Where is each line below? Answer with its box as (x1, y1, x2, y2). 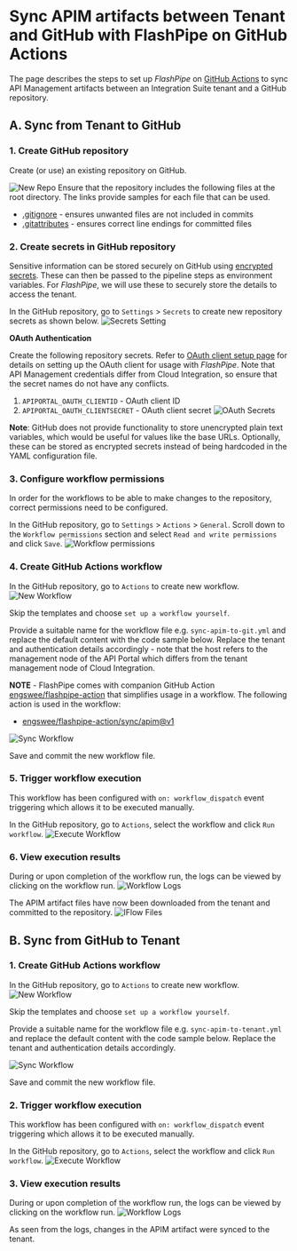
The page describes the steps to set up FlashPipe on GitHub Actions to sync (9, 73, 289, 84)
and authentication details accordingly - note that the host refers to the (9, 643, 269, 654)
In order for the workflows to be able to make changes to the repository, (9, 493, 272, 504)
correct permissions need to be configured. (9, 502, 168, 513)
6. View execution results (9, 850, 121, 863)
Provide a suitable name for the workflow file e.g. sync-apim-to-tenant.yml (9, 1024, 282, 1034)
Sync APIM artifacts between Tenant (9, 6, 285, 27)
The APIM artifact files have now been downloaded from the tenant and (9, 897, 270, 908)
